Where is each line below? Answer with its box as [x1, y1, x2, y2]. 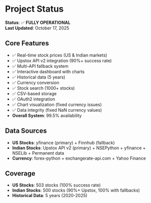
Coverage [5, 169, 36, 178]
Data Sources [5, 127, 47, 135]
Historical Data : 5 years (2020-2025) [12, 193, 88, 199]
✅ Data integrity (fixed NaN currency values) [12, 107, 102, 113]
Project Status [5, 3, 64, 15]
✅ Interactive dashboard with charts [12, 68, 85, 74]
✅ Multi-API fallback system [12, 63, 69, 69]
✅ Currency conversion [12, 80, 59, 85]
